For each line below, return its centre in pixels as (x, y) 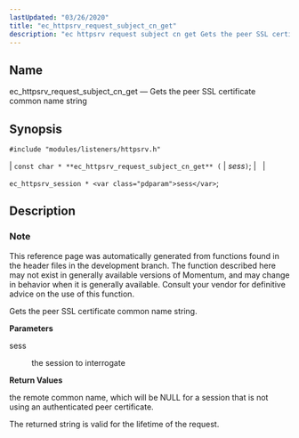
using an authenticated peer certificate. (81, 407)
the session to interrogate (79, 362)
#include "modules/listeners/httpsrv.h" (85, 150)
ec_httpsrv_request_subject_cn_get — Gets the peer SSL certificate (133, 92)
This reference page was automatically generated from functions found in (145, 255)
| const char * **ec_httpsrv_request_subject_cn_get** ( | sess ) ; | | (137, 166)
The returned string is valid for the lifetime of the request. (114, 424)
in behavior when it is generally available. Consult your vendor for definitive (148, 284)
